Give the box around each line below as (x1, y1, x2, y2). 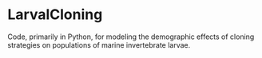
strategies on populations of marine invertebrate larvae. (7, 40, 191, 49)
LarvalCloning (7, 6, 103, 24)
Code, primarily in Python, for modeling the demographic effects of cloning (7, 32, 255, 41)
